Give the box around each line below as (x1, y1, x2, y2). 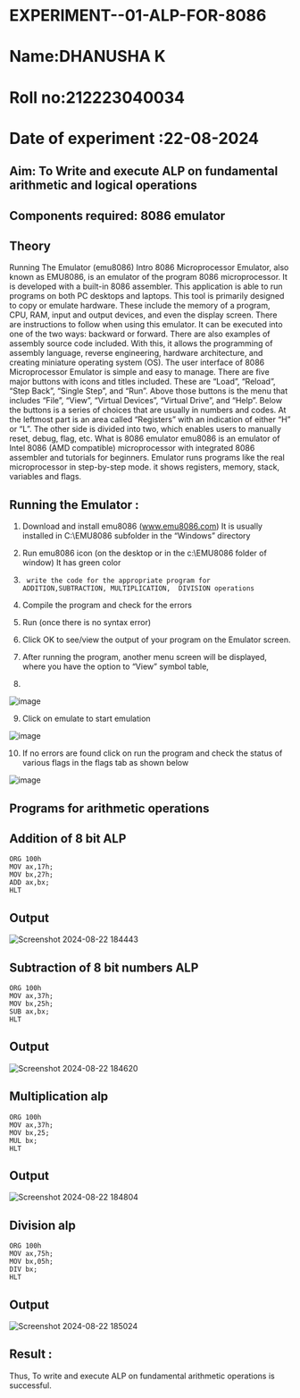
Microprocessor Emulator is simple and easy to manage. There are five (9, 367, 270, 377)
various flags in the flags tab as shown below (21, 758, 189, 768)
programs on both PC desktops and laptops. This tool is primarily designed (9, 291, 285, 301)
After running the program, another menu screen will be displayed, (21, 652, 268, 663)
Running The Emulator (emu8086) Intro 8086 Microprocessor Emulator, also (9, 262, 289, 273)
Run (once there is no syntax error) (21, 617, 152, 628)
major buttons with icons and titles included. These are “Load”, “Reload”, (9, 377, 276, 387)
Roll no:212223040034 (9, 87, 186, 107)
